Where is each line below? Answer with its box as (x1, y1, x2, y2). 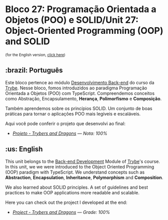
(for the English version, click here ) (5, 52, 66, 58)
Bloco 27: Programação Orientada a (5, 4, 157, 15)
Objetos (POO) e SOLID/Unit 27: (5, 14, 139, 26)
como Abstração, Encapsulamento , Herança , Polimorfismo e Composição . (5, 95, 162, 101)
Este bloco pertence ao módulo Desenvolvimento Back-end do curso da (5, 79, 154, 85)
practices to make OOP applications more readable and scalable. (5, 189, 140, 195)
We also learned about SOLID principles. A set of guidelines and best (5, 184, 148, 190)
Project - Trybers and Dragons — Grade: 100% (12, 209, 110, 215)
